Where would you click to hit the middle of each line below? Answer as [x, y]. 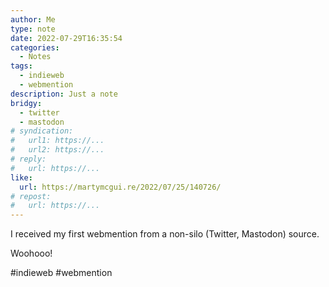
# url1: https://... [57, 141]
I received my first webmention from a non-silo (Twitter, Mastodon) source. [165, 234]
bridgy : [26, 103]
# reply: [28, 159]
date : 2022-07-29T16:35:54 [66, 38]
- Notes [35, 57]
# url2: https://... [57, 150]
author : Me [33, 19]
